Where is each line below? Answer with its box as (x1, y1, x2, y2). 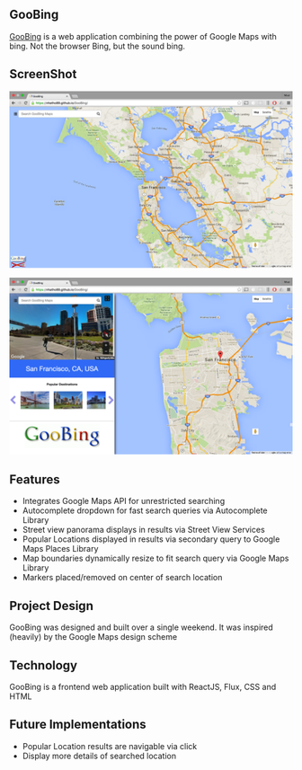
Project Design (9, 597, 94, 614)
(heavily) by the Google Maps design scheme (9, 632, 178, 642)
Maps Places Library (22, 544, 99, 554)
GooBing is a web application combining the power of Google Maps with (9, 31, 277, 41)
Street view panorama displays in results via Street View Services (22, 525, 265, 535)
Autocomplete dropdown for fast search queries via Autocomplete (22, 505, 268, 516)
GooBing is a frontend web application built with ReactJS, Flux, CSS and (9, 682, 277, 693)
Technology (9, 658, 78, 673)
